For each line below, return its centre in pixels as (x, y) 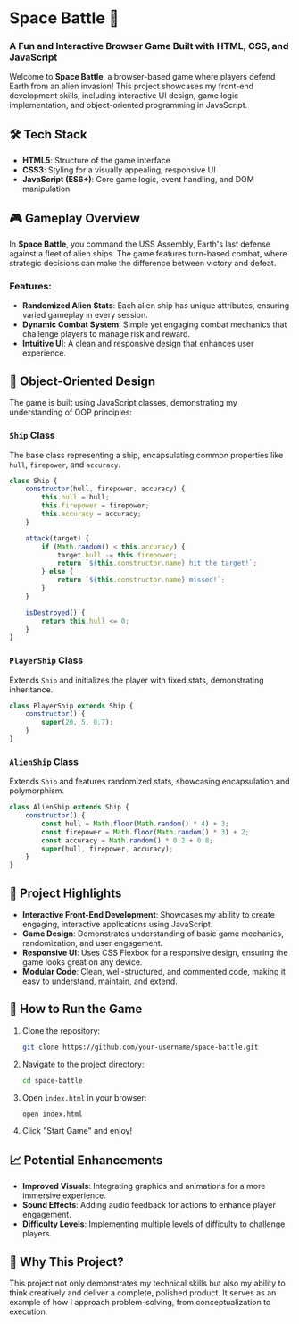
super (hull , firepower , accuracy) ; (108, 849)
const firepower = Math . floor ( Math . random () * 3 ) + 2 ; (145, 832)
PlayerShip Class (46, 660)
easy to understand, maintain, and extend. (100, 981)
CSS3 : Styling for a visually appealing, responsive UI (119, 170)
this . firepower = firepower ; (96, 506)
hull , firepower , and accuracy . (65, 465)
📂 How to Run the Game (76, 1009)
